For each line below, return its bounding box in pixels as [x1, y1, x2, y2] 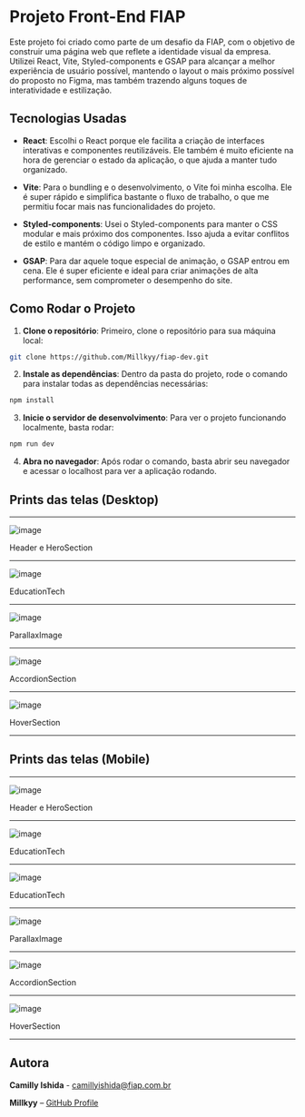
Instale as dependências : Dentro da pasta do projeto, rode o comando [22, 369, 288, 380]
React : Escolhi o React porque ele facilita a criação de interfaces [22, 134, 265, 146]
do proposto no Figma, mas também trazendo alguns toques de [9, 74, 248, 85]
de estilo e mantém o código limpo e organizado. [22, 238, 206, 249]
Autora [9, 1055, 50, 1071]
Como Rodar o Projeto [9, 301, 136, 317]
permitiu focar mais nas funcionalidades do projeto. [22, 201, 216, 212]
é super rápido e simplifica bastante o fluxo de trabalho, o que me [22, 191, 270, 202]
